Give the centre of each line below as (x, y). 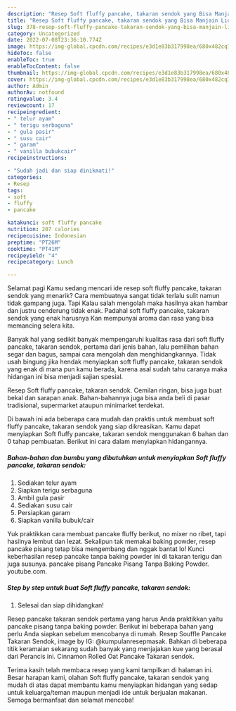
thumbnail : (23, 73)
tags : (15, 190)
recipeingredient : (34, 112)
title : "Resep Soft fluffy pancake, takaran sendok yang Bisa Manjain (113, 20)
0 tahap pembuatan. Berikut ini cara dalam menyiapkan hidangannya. (107, 442)
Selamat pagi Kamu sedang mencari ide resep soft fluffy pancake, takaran (115, 288)
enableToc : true (31, 60)
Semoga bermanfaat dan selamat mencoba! (71, 700)
